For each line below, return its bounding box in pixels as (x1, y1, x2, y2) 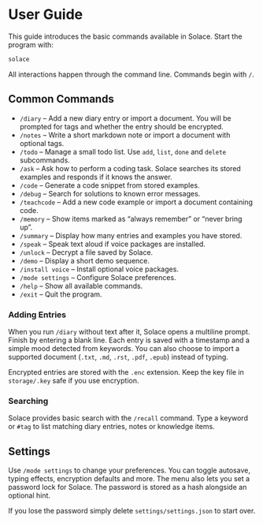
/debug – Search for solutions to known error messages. (19, 189, 201, 198)
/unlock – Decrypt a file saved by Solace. (19, 247, 154, 257)
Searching (8, 395, 49, 406)
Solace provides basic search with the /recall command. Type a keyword (8, 413, 248, 423)
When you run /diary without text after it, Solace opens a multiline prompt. (8, 327, 250, 336)
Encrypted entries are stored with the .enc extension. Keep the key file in (8, 367, 244, 376)
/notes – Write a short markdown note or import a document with (19, 130, 231, 140)
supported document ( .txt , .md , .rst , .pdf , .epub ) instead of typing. (8, 352, 228, 361)
